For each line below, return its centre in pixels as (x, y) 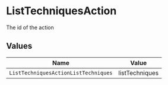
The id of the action (30, 27)
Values (19, 46)
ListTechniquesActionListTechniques (61, 73)
